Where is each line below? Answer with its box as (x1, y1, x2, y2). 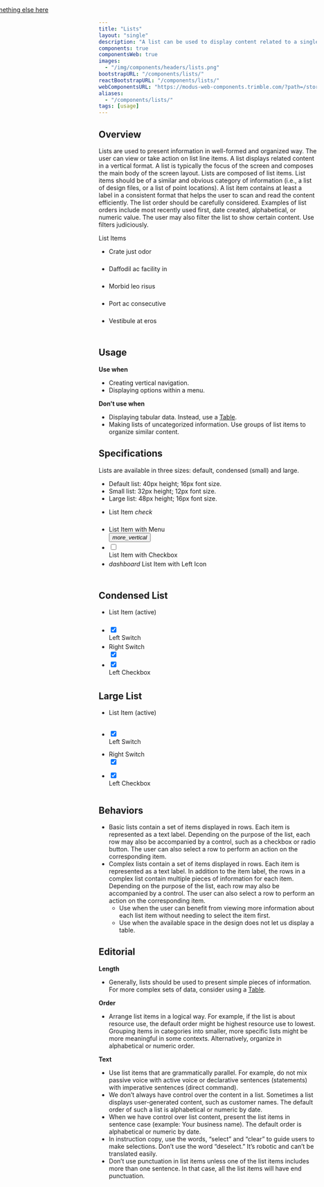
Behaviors (98, 804, 143, 816)
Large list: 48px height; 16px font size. (108, 494, 217, 503)
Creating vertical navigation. (108, 379, 190, 387)
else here (21, 6, 48, 14)
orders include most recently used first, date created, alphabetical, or (98, 205, 296, 214)
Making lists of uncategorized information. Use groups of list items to (108, 420, 306, 428)
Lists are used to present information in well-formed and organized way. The (98, 146, 317, 155)
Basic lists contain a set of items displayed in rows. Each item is (108, 823, 290, 831)
